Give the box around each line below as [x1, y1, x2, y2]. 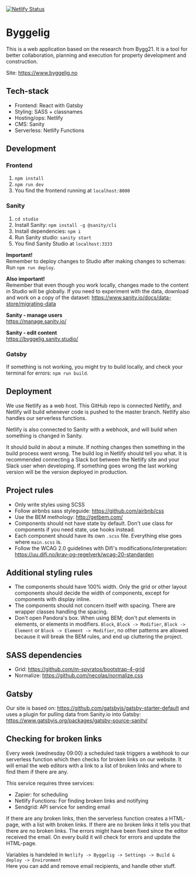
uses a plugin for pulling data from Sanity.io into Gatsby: [6, 711, 142, 718]
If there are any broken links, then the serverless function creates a [6, 815, 168, 822]
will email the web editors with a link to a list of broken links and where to [6, 762, 183, 769]
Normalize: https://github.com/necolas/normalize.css [14, 672, 143, 679]
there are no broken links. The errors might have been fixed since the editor [6, 827, 188, 834]
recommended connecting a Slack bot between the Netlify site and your [6, 456, 180, 463]
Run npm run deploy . [6, 264, 56, 271]
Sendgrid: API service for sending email [14, 803, 111, 810]
